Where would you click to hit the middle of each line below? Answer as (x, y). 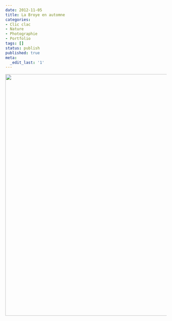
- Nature (15, 29)
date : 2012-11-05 (24, 10)
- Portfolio (18, 39)
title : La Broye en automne (35, 15)
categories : (18, 19)
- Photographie (21, 34)
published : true (23, 53)
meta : (11, 58)
